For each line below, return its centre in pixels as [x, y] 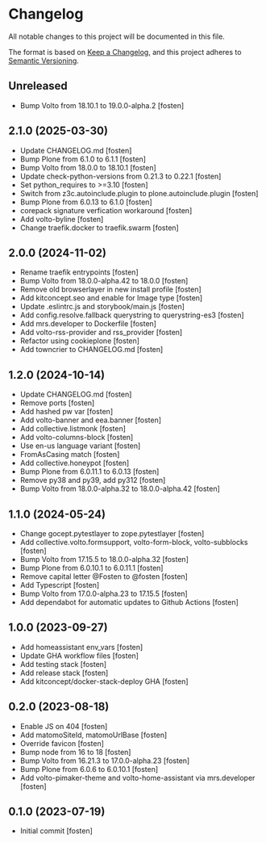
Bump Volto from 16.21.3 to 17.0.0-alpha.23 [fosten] [105, 761]
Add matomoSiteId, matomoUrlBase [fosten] [94, 735]
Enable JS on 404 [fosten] [64, 726]
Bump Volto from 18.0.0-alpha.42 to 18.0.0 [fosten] [104, 281]
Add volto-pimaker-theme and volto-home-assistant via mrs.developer [137, 778]
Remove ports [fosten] [57, 403]
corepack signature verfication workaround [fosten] [106, 210]
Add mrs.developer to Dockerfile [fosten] [88, 324]
